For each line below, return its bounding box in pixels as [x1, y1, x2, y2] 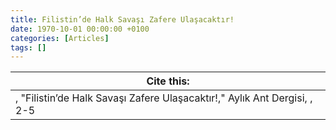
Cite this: [146, 74, 190, 88]
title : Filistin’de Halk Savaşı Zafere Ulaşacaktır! [10, 14, 235, 25]
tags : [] [10, 42, 47, 53]
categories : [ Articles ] [10, 33, 110, 43]
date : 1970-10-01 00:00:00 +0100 [10, 24, 150, 34]
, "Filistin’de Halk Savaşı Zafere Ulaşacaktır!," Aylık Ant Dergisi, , [15, 91, 313, 105]
